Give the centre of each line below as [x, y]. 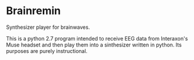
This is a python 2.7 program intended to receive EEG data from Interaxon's [97, 38]
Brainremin [33, 11]
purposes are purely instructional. [47, 51]
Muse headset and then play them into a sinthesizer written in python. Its [94, 45]
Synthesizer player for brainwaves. [48, 27]
